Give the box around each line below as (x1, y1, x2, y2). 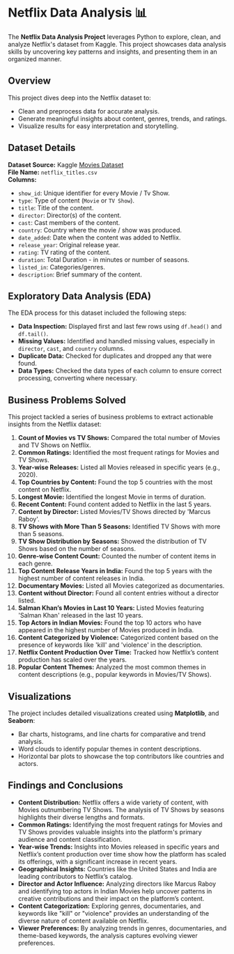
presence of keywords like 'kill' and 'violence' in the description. (17, 641, 203, 649)
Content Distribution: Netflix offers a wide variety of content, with (17, 798, 208, 806)
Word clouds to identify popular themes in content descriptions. (17, 745, 201, 753)
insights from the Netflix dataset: (8, 420, 102, 428)
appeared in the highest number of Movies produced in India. (17, 626, 194, 634)
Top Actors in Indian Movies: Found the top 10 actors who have (17, 618, 202, 627)
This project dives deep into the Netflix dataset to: (8, 93, 152, 102)
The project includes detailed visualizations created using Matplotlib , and (8, 709, 219, 717)
